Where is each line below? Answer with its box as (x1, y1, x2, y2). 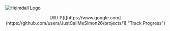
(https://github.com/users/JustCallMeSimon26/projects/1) (6, 20, 127, 26)
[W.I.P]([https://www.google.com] (50, 15, 121, 20)
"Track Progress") (127, 20, 165, 26)
